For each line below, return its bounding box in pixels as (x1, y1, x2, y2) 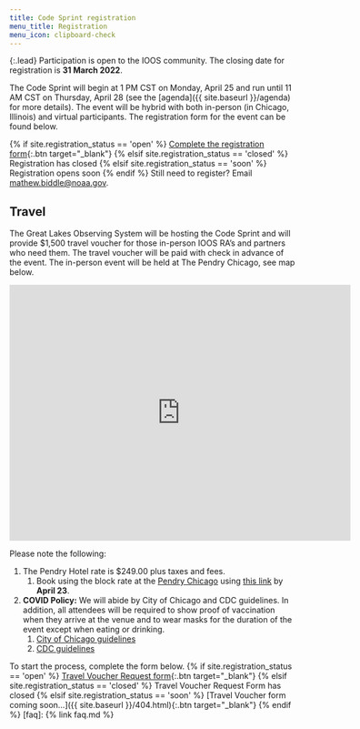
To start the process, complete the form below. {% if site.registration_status (9, 661, 293, 672)
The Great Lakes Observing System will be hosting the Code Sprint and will (9, 228, 291, 239)
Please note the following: (9, 548, 106, 560)
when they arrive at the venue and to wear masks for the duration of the (22, 614, 293, 625)
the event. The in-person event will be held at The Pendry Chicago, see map (9, 257, 295, 268)
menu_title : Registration (9, 22, 107, 31)
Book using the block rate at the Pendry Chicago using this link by (35, 575, 284, 587)
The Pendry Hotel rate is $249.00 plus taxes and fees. (22, 566, 225, 577)
